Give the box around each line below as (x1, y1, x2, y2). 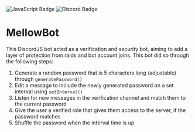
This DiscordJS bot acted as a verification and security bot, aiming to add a (6, 45, 188, 52)
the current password (14, 100, 67, 107)
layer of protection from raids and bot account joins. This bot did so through (6, 52, 189, 59)
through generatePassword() (14, 75, 83, 82)
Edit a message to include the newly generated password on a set (14, 82, 174, 89)
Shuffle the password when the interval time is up (14, 119, 135, 126)
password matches (14, 113, 61, 120)
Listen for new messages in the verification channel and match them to (14, 94, 186, 101)
